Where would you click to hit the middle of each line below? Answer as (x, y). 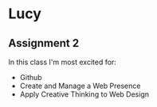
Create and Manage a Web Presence (80, 86)
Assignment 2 (44, 43)
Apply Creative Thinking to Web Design (84, 94)
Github (31, 77)
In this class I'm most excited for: (63, 62)
